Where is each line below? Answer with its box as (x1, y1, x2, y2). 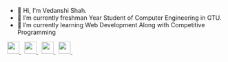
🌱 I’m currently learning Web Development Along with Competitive (17, 21, 205, 29)
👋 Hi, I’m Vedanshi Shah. (17, 7, 87, 14)
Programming (17, 28, 56, 36)
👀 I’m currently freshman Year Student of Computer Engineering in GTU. (17, 14, 222, 22)
